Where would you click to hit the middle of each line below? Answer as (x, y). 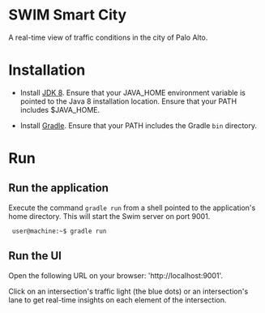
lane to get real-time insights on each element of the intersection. (118, 300)
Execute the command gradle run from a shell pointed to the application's (132, 208)
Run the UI (35, 256)
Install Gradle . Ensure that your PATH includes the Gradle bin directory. (139, 125)
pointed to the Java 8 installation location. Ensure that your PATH (128, 101)
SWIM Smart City (68, 15)
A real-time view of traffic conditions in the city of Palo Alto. (108, 37)
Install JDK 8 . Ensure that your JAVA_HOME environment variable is (132, 92)
